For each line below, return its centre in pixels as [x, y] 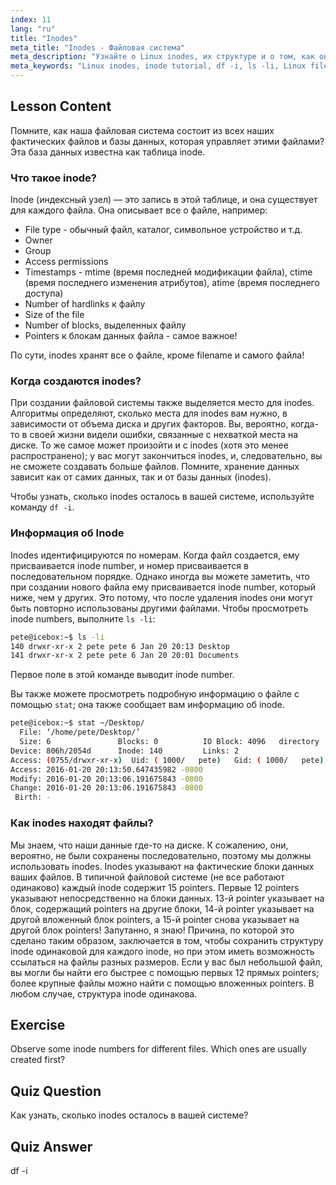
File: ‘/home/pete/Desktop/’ [80, 732]
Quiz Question [56, 1091]
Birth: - [33, 797]
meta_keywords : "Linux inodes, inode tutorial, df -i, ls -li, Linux [158, 66]
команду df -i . [42, 507]
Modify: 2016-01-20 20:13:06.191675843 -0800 [106, 779]
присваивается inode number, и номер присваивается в [129, 565]
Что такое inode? [53, 178]
